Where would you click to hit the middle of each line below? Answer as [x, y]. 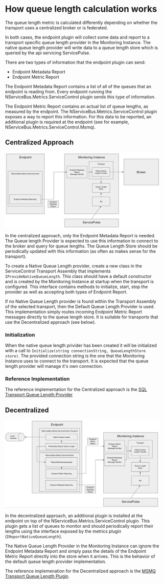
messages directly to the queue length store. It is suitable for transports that [82, 317]
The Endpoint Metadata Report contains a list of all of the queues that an [78, 86]
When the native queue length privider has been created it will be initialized [81, 345]
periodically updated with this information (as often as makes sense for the [81, 251]
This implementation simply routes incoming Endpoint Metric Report [74, 312]
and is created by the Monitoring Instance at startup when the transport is [80, 281]
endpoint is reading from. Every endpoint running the [59, 91]
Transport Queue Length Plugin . [37, 576]
